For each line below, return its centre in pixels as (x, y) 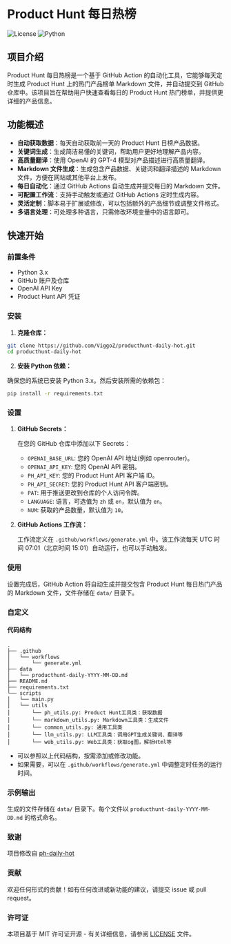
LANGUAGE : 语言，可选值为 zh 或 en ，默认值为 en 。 (97, 502)
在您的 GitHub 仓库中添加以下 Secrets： (74, 444)
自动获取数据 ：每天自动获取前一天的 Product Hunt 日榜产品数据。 (110, 143)
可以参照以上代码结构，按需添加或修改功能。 (81, 756)
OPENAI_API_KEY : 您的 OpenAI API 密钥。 (84, 467)
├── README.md (28, 681)
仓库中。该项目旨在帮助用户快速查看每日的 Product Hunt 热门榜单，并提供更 (115, 92)
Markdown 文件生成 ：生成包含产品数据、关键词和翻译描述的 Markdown (119, 168)
